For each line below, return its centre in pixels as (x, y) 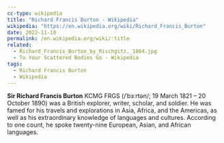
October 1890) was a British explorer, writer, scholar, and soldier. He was (109, 104)
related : (19, 45)
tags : (15, 64)
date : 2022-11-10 (32, 32)
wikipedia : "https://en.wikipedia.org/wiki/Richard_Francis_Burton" (107, 26)
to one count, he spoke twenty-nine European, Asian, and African (99, 125)
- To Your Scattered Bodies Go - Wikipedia (76, 58)
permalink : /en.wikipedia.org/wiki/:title (68, 39)
